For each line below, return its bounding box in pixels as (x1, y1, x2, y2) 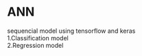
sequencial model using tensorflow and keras (7, 27, 136, 35)
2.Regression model (7, 41, 64, 49)
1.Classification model (7, 33, 69, 42)
